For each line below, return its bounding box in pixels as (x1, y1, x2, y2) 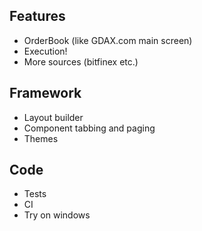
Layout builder (23, 111, 84, 123)
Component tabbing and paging (23, 122, 156, 134)
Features (9, 8, 66, 25)
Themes (23, 132, 59, 144)
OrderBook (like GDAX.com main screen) (23, 34, 193, 46)
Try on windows (23, 209, 91, 221)
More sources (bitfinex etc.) (23, 55, 139, 68)
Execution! (23, 45, 68, 57)
